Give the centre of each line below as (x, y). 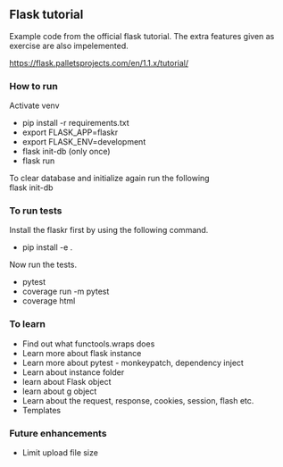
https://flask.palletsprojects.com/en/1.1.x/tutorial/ (99, 63)
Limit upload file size (60, 453)
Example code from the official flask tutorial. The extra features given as (142, 36)
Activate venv (34, 105)
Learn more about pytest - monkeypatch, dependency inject (133, 363)
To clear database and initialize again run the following (109, 179)
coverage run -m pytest (66, 292)
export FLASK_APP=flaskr (70, 132)
